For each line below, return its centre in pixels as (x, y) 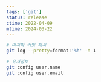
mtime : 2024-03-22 (29, 29)
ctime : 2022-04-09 (29, 23)
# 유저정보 (18, 61)
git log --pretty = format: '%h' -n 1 (51, 51)
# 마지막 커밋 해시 (26, 45)
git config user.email (35, 73)
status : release (27, 17)
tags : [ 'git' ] (24, 12)
